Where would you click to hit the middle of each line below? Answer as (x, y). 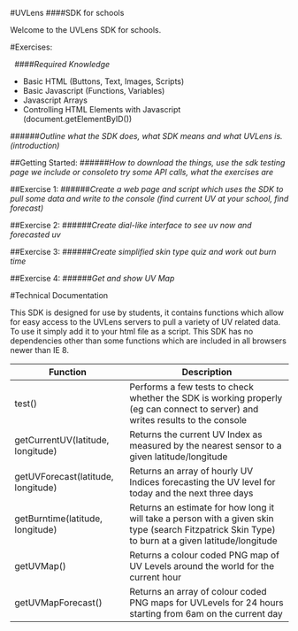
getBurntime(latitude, (58, 519)
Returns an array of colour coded (198, 592)
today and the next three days (191, 493)
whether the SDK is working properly (206, 398)
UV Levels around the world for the (202, 566)
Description (207, 372)
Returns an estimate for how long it (202, 508)
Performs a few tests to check (191, 387)
